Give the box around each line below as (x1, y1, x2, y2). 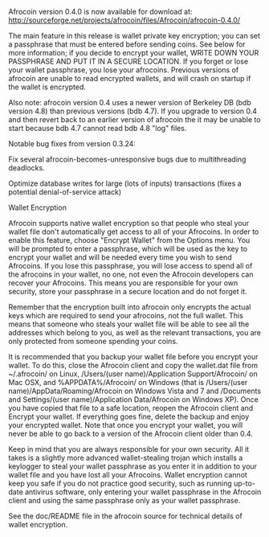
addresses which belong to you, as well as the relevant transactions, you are (8, 328, 261, 337)
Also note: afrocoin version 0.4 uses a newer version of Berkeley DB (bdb (8, 98, 251, 107)
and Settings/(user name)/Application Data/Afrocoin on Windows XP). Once (8, 395, 259, 404)
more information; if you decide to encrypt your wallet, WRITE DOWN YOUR (8, 48, 259, 57)
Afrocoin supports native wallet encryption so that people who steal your (8, 219, 250, 228)
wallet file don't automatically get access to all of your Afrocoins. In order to (8, 227, 259, 236)
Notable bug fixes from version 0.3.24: (8, 139, 137, 148)
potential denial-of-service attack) (8, 187, 122, 196)
